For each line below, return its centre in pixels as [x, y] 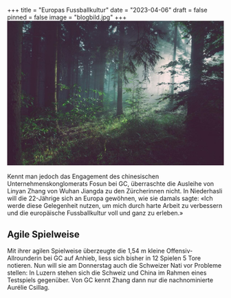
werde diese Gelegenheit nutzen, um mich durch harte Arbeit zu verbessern [115, 205]
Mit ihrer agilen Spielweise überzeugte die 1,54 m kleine [86, 251]
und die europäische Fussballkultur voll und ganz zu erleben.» [95, 213]
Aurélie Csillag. [29, 288]
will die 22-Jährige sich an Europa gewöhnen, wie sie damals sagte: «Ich [110, 198]
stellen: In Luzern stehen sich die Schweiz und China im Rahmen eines [107, 273]
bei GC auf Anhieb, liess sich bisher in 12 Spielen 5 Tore [122, 258]
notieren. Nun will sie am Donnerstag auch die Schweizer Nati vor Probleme [114, 266]
